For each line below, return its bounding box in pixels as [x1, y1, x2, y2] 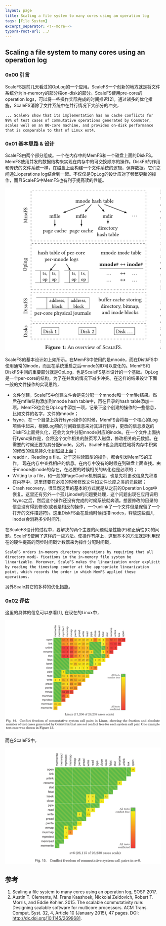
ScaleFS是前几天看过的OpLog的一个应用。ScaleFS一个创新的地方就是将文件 [5, 83, 161, 89]
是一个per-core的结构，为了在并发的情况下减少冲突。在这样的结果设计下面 [5, 375, 157, 381]
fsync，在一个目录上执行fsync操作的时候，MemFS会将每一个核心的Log [12, 417, 158, 423]
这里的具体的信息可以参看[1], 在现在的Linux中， [5, 610, 102, 616]
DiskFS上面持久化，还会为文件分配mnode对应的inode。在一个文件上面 [12, 429, 157, 435]
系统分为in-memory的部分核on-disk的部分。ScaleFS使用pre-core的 [5, 90, 143, 96]
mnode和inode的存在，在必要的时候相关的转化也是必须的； [16, 467, 138, 473]
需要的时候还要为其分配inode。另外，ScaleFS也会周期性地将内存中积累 [12, 442, 158, 448]
